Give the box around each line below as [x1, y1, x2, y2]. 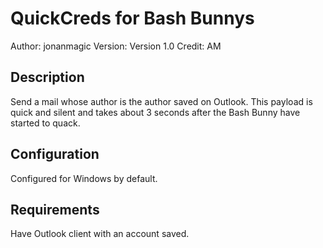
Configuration [10, 146, 100, 163]
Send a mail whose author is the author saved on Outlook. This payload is [10, 95, 313, 107]
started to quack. [10, 117, 81, 129]
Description [10, 69, 85, 86]
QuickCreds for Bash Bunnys [10, 7, 255, 30]
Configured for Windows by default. [10, 172, 158, 184]
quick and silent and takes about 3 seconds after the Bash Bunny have [10, 106, 301, 118]
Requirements [10, 201, 100, 218]
